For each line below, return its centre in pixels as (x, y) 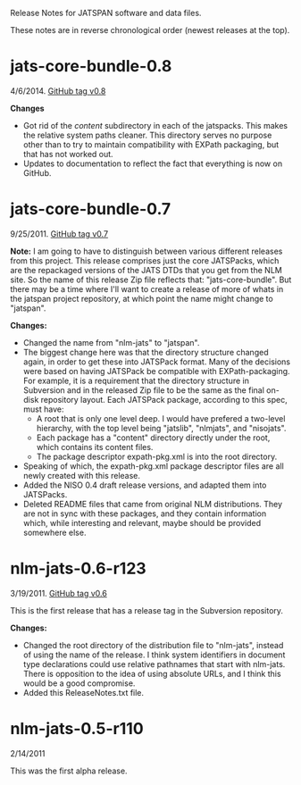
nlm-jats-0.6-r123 (78, 568)
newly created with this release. (82, 475)
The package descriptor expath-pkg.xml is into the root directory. (157, 456)
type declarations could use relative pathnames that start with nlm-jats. (154, 664)
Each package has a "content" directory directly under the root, (153, 438)
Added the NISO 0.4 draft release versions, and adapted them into (145, 485)
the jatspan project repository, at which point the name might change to (142, 298)
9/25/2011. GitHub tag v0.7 (59, 234)
